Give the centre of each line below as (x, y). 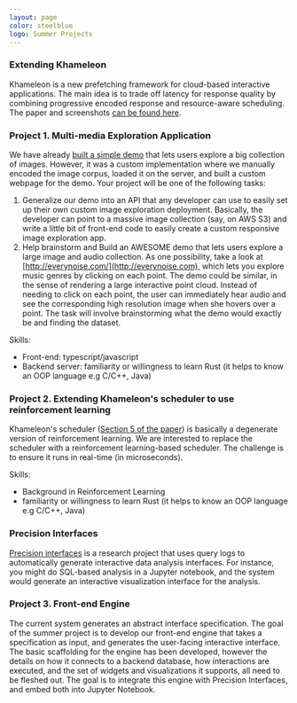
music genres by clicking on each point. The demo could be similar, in (149, 275)
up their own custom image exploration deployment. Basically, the (142, 209)
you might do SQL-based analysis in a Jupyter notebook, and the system (142, 572)
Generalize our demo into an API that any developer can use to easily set (155, 199)
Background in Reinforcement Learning (94, 492)
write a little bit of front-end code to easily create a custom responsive (151, 228)
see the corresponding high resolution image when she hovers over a (149, 303)
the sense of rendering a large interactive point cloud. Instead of (140, 285)
